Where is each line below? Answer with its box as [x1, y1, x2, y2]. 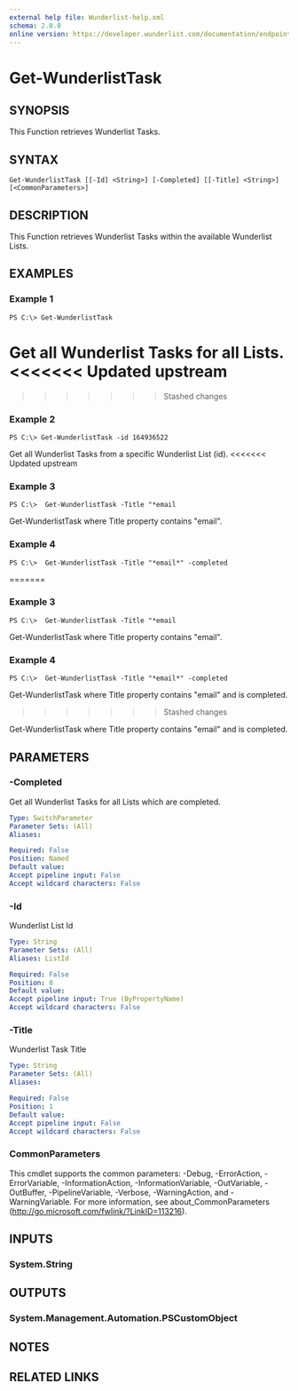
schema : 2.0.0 [9, 21, 62, 30]
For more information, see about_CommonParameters [74, 1196, 271, 1207]
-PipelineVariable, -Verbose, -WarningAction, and [48, 1187, 229, 1197]
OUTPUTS [9, 1285, 67, 1300]
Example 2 [9, 413, 56, 425]
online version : [9, 29, 69, 38]
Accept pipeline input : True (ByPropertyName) [9, 995, 184, 1004]
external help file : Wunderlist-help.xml [9, 12, 165, 22]
